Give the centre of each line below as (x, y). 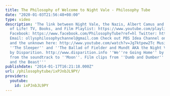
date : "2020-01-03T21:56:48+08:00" (43, 15)
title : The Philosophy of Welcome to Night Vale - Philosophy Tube (78, 10)
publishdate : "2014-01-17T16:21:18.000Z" (50, 67)
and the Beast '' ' (28, 62)
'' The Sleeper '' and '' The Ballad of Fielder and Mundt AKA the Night (86, 48)
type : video (18, 19)
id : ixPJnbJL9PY (32, 85)
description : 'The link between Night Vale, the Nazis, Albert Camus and (85, 24)
